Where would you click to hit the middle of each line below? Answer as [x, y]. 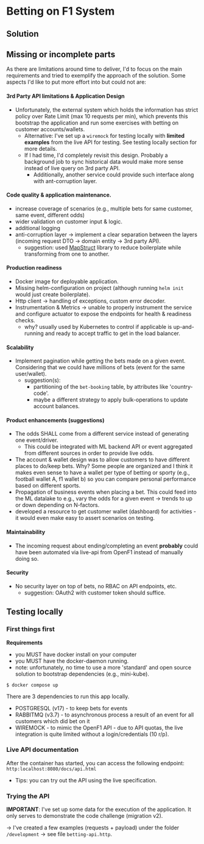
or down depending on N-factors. [57, 505]
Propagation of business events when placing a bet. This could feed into [106, 492]
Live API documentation [43, 750]
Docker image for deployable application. [67, 281]
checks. [25, 320]
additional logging [38, 228]
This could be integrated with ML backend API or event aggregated [108, 447]
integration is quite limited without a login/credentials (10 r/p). [92, 734]
